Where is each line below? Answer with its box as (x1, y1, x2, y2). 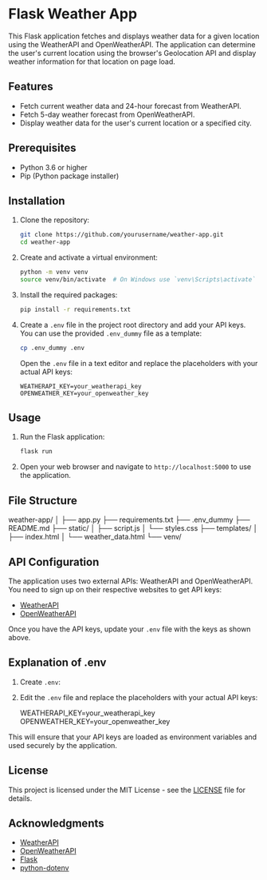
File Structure (8, 493, 77, 508)
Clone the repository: (19, 215, 90, 225)
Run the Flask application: (19, 432, 105, 442)
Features (8, 80, 53, 94)
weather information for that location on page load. (8, 57, 175, 66)
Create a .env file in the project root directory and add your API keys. (19, 320, 246, 329)
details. (8, 793, 33, 803)
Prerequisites (8, 141, 77, 155)
